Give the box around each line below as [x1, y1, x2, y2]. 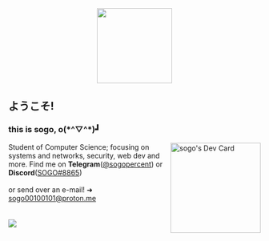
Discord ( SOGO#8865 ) [8, 167, 82, 177]
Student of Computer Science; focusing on [8, 142, 150, 151]
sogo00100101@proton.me [8, 193, 97, 203]
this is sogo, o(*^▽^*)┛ [8, 124, 101, 135]
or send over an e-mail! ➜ [8, 184, 94, 195]
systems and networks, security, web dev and [8, 151, 160, 160]
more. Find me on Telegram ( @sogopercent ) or [8, 159, 163, 169]
